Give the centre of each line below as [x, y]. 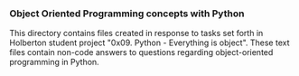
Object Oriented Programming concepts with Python [127, 14]
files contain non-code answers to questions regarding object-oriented [141, 52]
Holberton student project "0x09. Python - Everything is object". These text [149, 43]
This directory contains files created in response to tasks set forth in [136, 33]
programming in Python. [54, 62]
